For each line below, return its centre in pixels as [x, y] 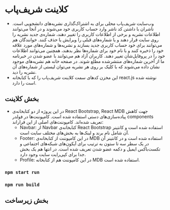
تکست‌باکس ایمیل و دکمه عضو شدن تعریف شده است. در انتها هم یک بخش [90, 149]
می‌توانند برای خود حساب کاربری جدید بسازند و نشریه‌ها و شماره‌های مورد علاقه [87, 45]
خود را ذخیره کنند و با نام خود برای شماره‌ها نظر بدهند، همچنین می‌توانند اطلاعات [88, 50]
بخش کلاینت [22, 99]
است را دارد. [24, 83]
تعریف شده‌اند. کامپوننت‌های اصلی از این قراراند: [58, 122]
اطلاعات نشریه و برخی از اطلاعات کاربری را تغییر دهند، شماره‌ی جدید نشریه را [86, 34]
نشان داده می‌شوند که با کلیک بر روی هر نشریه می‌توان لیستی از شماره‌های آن [86, 67]
